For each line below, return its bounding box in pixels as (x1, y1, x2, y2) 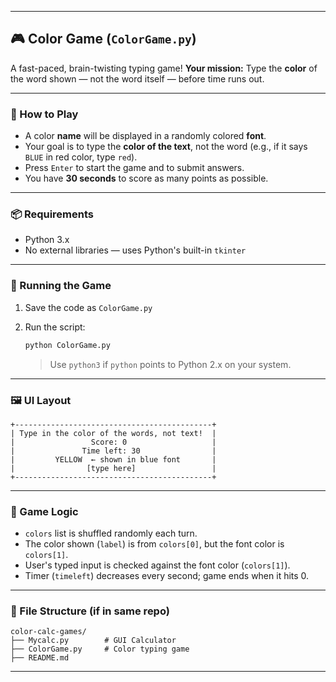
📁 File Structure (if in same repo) (10, 604, 170, 618)
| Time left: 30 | (10, 446, 217, 456)
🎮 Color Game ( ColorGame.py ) (10, 31, 197, 48)
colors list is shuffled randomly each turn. (24, 527, 198, 540)
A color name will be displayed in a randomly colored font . (24, 130, 267, 142)
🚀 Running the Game (10, 279, 112, 293)
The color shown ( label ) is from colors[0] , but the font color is (24, 538, 285, 550)
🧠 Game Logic (10, 504, 79, 518)
